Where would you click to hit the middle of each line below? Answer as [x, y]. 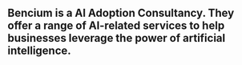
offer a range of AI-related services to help [116, 26]
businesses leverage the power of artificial [117, 38]
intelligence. [39, 51]
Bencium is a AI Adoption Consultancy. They [121, 13]
